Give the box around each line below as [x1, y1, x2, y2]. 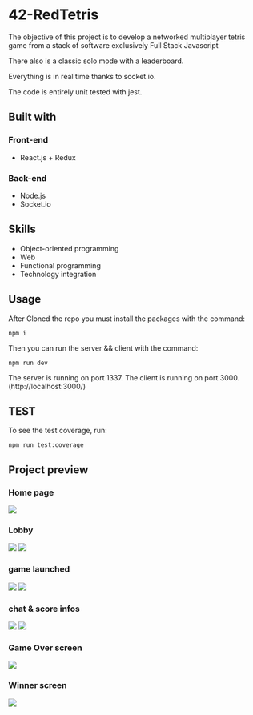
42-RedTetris [8, 6, 99, 24]
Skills [8, 223, 36, 236]
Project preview [8, 463, 89, 476]
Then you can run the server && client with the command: [8, 343, 199, 353]
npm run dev [8, 359, 48, 367]
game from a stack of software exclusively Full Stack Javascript [8, 40, 219, 50]
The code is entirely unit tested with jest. [8, 86, 143, 97]
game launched [8, 564, 70, 575]
